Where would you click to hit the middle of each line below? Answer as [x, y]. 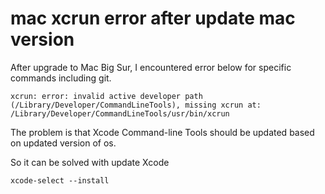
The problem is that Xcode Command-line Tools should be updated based [162, 132]
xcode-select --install [60, 180]
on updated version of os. [63, 143]
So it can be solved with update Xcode [90, 162]
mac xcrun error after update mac [153, 18]
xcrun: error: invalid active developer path [106, 96]
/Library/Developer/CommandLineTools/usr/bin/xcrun [120, 113]
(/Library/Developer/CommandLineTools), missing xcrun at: [136, 105]
